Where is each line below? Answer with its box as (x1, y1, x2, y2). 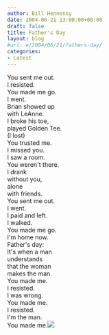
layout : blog (7, 36, 45, 42)
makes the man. (7, 269, 53, 278)
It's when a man (7, 247, 53, 256)
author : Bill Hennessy (7, 10, 72, 17)
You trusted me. (7, 138, 53, 147)
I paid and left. (7, 211, 48, 219)
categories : (7, 49, 41, 55)
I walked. (7, 218, 33, 226)
